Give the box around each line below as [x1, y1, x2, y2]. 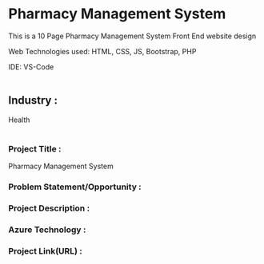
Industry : [8, 93, 58, 108]
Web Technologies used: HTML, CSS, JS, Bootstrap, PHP [8, 46, 197, 56]
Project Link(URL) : [8, 245, 82, 256]
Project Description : [8, 203, 90, 214]
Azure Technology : [8, 224, 86, 235]
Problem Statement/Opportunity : [8, 181, 142, 192]
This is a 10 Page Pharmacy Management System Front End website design [8, 31, 257, 41]
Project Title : [8, 143, 62, 154]
